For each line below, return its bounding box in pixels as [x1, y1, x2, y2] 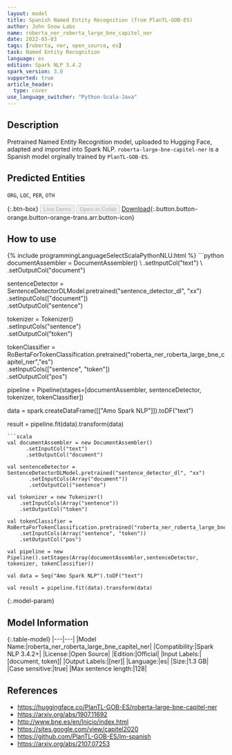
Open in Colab [79, 205, 117, 213]
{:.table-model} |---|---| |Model [7, 635, 97, 644]
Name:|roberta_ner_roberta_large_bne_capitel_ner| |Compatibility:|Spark [7, 642, 214, 651]
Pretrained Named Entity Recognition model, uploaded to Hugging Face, [7, 138, 213, 146]
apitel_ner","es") [7, 357, 54, 366]
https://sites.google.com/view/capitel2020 [17, 725, 139, 734]
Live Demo [43, 205, 71, 213]
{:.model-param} [7, 597, 55, 605]
